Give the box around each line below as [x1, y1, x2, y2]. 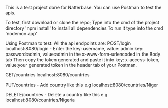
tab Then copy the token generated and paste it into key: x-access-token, [5, 57, 160, 63]
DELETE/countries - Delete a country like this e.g [5, 92, 108, 97]
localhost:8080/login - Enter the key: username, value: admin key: [5, 46, 144, 51]
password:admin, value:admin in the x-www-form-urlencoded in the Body [5, 51, 161, 57]
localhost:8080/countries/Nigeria [5, 97, 75, 103]
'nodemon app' [5, 31, 37, 36]
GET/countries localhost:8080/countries [5, 72, 90, 78]
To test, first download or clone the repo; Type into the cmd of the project [5, 20, 159, 25]
